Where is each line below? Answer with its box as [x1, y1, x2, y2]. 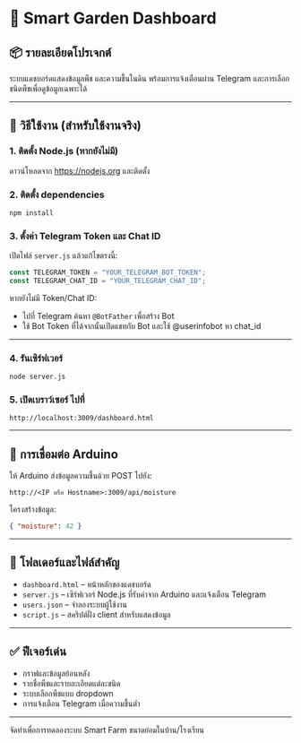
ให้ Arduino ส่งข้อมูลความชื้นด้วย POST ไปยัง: [9, 471, 152, 481]
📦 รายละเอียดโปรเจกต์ [9, 45, 112, 60]
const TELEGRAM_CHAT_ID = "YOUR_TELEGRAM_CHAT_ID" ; [9, 277, 206, 286]
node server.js [9, 372, 66, 382]
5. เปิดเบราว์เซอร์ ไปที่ [9, 393, 85, 406]
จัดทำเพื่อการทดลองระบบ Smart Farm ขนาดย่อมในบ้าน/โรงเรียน [9, 724, 204, 735]
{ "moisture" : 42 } [9, 522, 82, 531]
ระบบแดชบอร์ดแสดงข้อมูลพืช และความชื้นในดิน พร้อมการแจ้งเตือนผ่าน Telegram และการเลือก [9, 73, 290, 83]
